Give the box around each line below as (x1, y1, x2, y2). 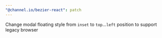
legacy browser (5, 26, 39, 33)
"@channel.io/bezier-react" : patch (5, 7, 82, 13)
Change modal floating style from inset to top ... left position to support (5, 21, 157, 27)
